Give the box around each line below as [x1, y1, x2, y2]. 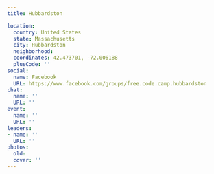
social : [7, 67, 29, 74]
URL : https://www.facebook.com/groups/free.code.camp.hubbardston [13, 80, 207, 87]
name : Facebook [13, 74, 57, 80]
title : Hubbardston [7, 10, 63, 17]
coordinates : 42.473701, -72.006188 [13, 54, 118, 62]
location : [7, 22, 36, 30]
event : [7, 106, 26, 113]
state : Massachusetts [13, 35, 75, 42]
